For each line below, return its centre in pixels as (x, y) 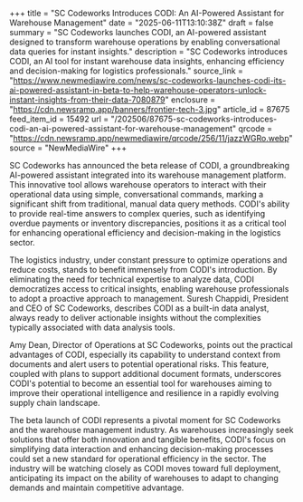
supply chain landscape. (55, 403)
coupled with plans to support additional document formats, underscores (146, 374)
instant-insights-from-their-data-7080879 (87, 100)
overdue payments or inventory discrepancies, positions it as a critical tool (148, 223)
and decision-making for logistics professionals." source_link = (127, 71)
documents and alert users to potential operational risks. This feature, (139, 364)
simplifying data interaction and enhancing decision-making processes (142, 449)
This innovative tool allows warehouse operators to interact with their (138, 184)
